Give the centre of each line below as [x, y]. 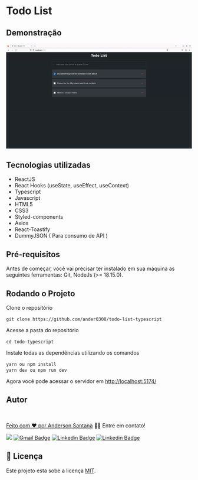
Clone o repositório [29, 307]
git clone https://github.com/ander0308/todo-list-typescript [84, 319]
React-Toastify [32, 229]
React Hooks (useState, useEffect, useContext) [72, 186]
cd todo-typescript [30, 342]
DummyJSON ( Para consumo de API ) [61, 236]
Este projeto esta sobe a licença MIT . [51, 471]
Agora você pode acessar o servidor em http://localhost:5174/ [81, 381]
